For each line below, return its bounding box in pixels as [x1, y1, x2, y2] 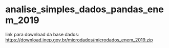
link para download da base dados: [5, 31, 79, 37]
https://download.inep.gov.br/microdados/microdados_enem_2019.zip [5, 37, 153, 43]
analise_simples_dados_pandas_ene [5, 4, 164, 15]
